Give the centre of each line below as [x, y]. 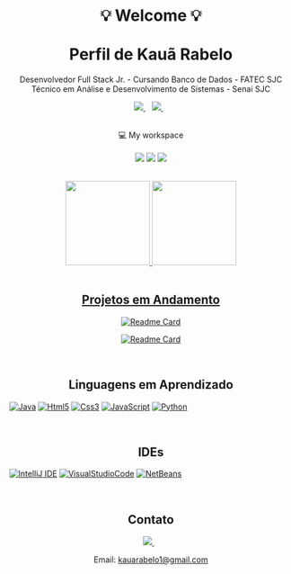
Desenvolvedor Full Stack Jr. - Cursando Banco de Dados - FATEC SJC [151, 79]
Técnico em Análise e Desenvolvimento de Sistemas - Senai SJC [151, 89]
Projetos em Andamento [151, 300]
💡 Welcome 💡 [151, 16]
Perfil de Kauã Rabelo [151, 54]
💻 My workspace [151, 135]
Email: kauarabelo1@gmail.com [151, 560]
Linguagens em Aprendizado [151, 385]
